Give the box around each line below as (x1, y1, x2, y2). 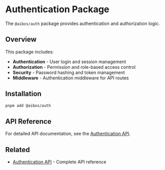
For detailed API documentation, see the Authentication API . (5, 131, 131, 137)
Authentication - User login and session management (12, 59, 126, 65)
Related (5, 145, 30, 154)
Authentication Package (5, 4, 110, 15)
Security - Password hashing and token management (12, 69, 125, 75)
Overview (5, 35, 37, 44)
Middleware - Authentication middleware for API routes (12, 75, 129, 81)
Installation (5, 90, 42, 98)
